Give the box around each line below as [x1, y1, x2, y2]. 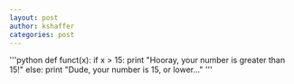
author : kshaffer [9, 22, 75, 31]
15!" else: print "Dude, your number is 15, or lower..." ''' [9, 64, 213, 75]
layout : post [9, 13, 59, 23]
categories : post [9, 30, 75, 39]
